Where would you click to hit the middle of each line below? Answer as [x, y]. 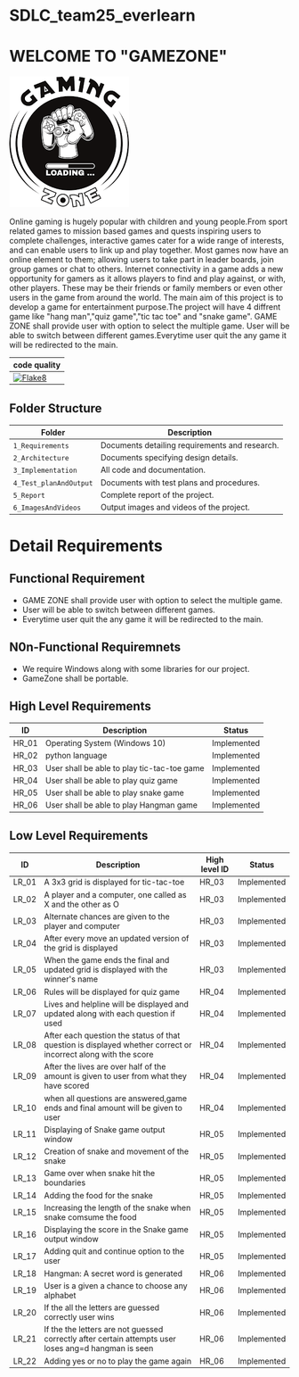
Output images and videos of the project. [176, 507]
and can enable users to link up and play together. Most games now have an [149, 250]
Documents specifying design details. [170, 458]
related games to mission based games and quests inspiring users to [135, 231]
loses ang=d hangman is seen [99, 1348]
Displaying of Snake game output [105, 1129]
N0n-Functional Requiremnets [95, 647]
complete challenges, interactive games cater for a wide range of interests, [147, 241]
